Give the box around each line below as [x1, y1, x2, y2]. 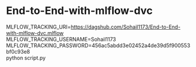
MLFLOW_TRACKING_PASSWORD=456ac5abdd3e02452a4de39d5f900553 [6, 42, 191, 49]
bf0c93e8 [6, 48, 31, 55]
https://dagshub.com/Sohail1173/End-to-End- [70, 23, 181, 30]
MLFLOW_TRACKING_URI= [6, 23, 72, 30]
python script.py [6, 54, 46, 61]
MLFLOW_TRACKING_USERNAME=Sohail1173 [6, 36, 116, 43]
